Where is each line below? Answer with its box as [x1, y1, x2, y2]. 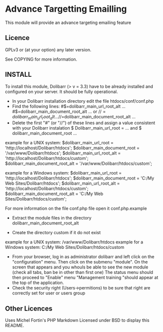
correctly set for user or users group [12, 290, 86, 296]
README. [5, 323, 24, 329]
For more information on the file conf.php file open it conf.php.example [5, 205, 147, 211]
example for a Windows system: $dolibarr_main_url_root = [5, 170, 122, 176]
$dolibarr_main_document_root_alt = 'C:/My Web [5, 191, 104, 197]
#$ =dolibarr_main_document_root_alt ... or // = [12, 109, 106, 114]
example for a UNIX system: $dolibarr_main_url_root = [5, 140, 114, 146]
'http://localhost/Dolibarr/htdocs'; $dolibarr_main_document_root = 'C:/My [5, 175, 154, 181]
